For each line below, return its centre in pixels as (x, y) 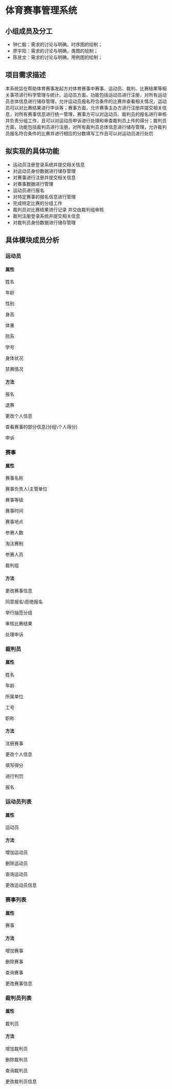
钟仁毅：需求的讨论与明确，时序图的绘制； (58, 44)
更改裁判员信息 (21, 1081)
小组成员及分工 (29, 31)
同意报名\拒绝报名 (24, 602)
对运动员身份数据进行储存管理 (44, 171)
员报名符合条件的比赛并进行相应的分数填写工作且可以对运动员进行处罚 (79, 133)
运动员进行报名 (28, 190)
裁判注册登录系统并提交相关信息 (46, 216)
